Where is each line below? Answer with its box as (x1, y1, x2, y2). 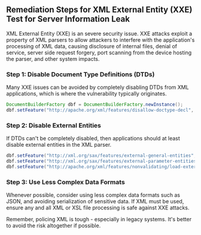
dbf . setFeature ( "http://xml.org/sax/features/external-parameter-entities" (6, 158, 199, 165)
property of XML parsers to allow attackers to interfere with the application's (6, 36, 195, 44)
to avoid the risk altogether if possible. (6, 222, 101, 229)
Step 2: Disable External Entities (6, 121, 102, 129)
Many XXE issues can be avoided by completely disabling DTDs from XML (6, 84, 190, 91)
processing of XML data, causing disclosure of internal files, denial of (6, 42, 178, 50)
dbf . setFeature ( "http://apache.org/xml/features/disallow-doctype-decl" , (6, 107, 194, 113)
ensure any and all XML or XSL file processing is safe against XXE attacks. (6, 204, 190, 211)
